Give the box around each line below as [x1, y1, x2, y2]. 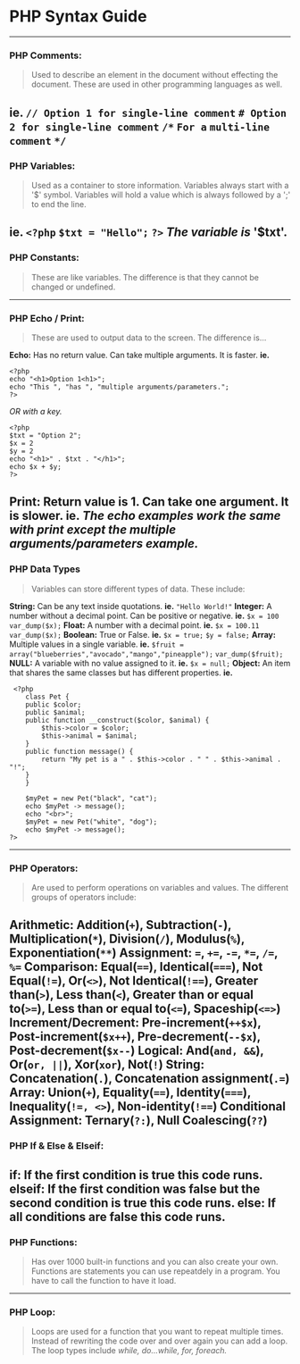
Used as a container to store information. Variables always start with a [30, 180, 289, 190]
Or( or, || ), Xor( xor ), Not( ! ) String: [9, 1057, 205, 1073]
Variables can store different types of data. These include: [30, 583, 246, 594]
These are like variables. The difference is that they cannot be [30, 272, 260, 282]
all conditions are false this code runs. [9, 1209, 226, 1225]
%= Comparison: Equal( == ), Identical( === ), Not [9, 959, 263, 975]
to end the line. [30, 198, 87, 209]
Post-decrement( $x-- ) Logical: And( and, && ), [9, 1043, 264, 1059]
